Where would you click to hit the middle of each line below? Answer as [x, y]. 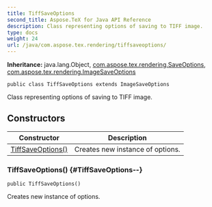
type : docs [23, 32]
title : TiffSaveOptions [41, 13]
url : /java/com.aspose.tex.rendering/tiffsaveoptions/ [87, 45]
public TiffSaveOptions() [44, 184]
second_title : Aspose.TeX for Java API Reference [79, 20]
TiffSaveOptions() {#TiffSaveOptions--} [75, 169]
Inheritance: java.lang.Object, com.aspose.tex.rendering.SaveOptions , [107, 65]
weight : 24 [23, 39]
